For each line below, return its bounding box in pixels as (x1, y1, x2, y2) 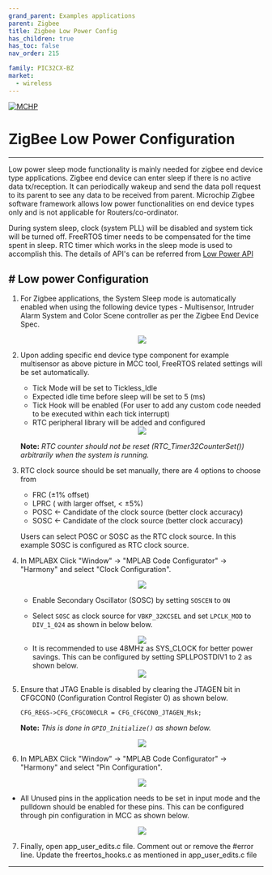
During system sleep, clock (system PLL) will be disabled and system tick (8, 223, 253, 233)
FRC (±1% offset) (32, 490, 90, 500)
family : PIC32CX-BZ (8, 64, 74, 73)
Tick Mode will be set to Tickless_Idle (32, 383, 158, 393)
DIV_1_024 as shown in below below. (32, 620, 153, 630)
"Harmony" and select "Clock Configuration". (19, 565, 172, 574)
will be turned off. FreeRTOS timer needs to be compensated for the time (8, 232, 251, 241)
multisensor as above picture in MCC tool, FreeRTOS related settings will (19, 359, 263, 369)
